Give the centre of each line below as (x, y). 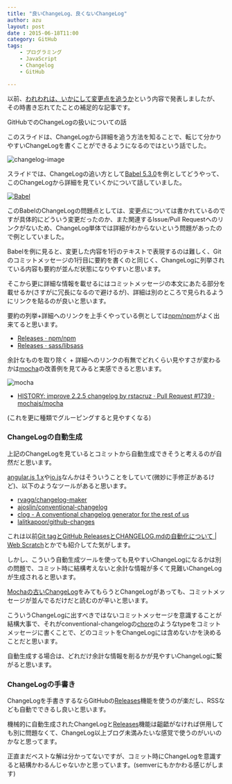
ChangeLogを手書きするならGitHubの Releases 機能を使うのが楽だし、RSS (113, 701)
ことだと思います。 (34, 641)
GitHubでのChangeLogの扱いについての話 (67, 122)
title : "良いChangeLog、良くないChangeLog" (67, 14)
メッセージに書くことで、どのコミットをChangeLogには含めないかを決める (115, 632)
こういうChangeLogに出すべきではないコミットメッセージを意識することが (115, 615)
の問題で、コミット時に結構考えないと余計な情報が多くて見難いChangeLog (115, 568)
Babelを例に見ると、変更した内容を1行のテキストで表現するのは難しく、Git (114, 251)
